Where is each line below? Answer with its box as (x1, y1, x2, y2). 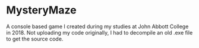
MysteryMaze (6, 4, 77, 17)
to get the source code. (6, 35, 64, 42)
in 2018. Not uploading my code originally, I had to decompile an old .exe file (6, 29, 193, 36)
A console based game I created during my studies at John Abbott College (6, 23, 189, 30)
